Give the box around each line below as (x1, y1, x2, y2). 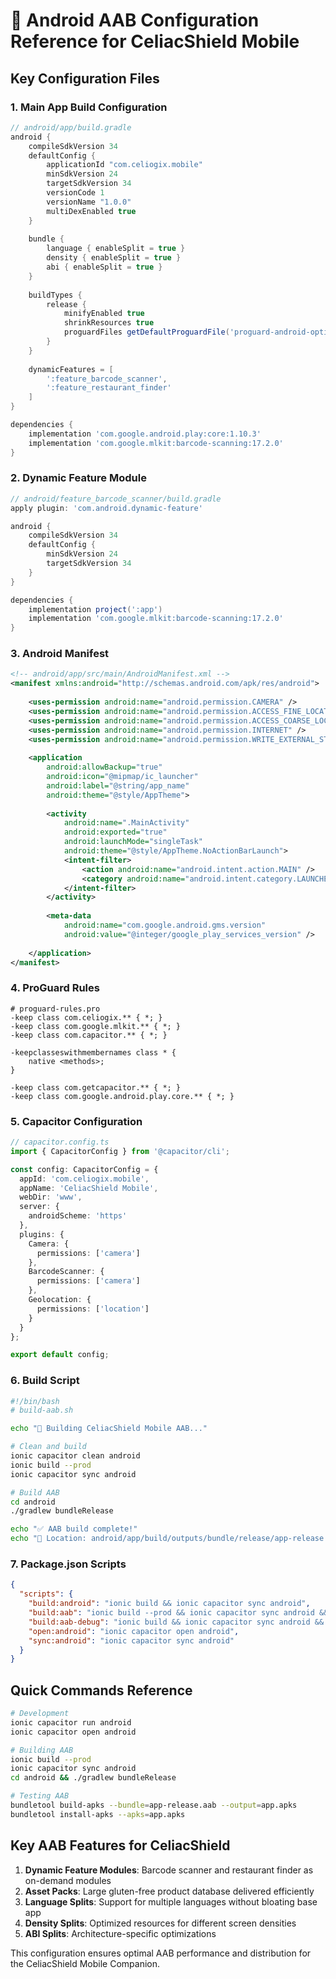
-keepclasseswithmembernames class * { (10, 1047, 177, 1058)
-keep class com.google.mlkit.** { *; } (10, 1021, 182, 1031)
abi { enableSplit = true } (46, 262, 163, 272)
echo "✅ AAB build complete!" (10, 1524, 138, 1534)
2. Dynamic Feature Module (10, 471, 147, 485)
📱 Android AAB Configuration (10, 9, 260, 32)
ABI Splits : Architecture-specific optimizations (24, 1927, 217, 1939)
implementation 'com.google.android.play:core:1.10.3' (28, 429, 262, 439)
